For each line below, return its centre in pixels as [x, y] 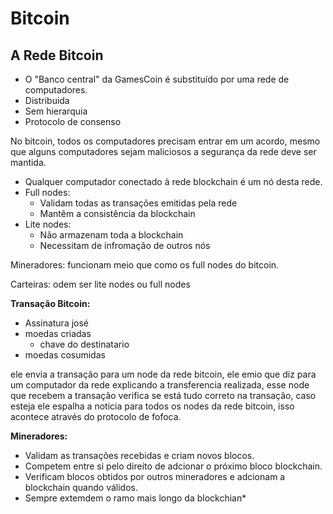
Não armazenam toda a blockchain [111, 235]
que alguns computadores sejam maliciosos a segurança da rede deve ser [163, 151]
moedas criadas [58, 333]
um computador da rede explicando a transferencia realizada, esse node [160, 385]
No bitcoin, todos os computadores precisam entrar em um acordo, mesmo [165, 141]
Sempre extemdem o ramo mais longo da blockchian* [135, 498]
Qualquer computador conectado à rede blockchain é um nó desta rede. [173, 181]
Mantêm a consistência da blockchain [117, 213]
